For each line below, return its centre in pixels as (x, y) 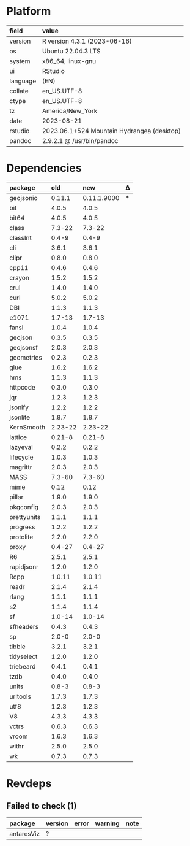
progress (22, 527)
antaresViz (25, 834)
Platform (29, 11)
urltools (20, 696)
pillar (16, 497)
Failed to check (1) (42, 806)
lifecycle (21, 457)
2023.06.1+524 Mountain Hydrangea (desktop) (111, 131)
